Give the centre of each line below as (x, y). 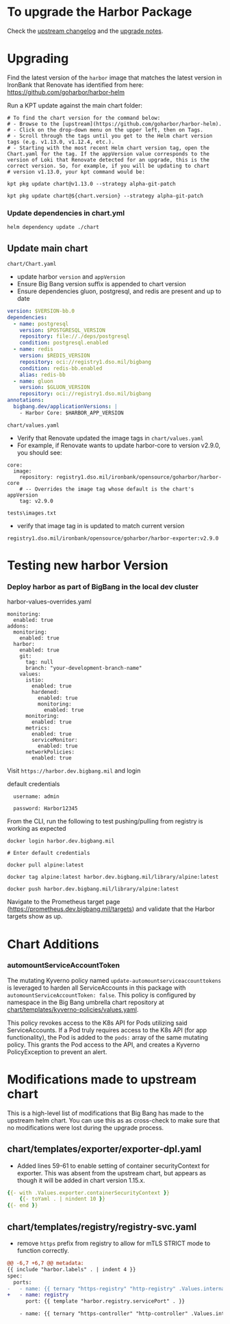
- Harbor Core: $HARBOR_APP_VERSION (72, 413)
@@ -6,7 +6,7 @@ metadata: (46, 1263)
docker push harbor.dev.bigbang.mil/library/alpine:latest (93, 889)
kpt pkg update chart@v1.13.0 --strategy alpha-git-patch (91, 184)
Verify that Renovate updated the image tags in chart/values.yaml (110, 438)
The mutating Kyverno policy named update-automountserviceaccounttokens (114, 980)
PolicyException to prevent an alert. (57, 1051)
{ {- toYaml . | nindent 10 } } (63, 1199)
